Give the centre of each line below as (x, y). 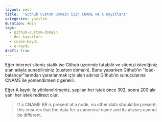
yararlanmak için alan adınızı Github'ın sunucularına (94, 75)
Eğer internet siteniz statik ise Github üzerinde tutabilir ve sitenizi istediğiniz (81, 65)
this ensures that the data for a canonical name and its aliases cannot (87, 110)
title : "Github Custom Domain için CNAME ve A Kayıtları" (67, 14)
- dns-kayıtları (26, 37)
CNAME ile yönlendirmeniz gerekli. (40, 80)
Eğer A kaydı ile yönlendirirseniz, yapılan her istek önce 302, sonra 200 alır (81, 90)
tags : (11, 28)
